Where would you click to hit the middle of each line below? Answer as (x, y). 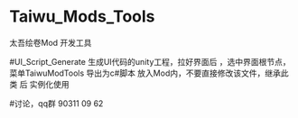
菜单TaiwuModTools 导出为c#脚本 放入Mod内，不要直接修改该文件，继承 (145, 73)
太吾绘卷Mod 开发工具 (51, 42)
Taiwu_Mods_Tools (82, 17)
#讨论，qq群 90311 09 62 (56, 103)
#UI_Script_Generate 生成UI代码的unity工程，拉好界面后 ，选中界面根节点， (150, 61)
